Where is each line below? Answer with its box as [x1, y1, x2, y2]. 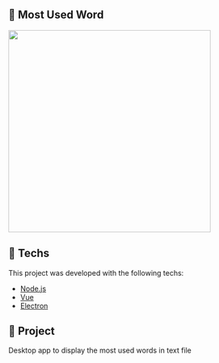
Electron [19, 301, 48, 310]
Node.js [19, 284, 47, 293]
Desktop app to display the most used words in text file [8, 345, 192, 356]
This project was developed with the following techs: [8, 268, 184, 277]
